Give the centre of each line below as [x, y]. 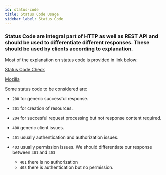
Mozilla [12, 79]
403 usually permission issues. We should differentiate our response [82, 147]
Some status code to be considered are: [46, 89]
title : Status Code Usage [32, 14]
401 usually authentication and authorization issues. [65, 137]
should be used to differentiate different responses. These [77, 43]
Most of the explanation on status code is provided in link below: [72, 60]
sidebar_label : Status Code [34, 19]
